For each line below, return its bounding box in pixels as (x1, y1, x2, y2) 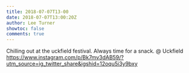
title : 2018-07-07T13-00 (6, 8, 69, 15)
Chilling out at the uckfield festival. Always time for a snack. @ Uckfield (6, 47, 184, 54)
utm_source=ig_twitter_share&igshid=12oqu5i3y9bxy (6, 60, 138, 68)
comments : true (6, 31, 45, 37)
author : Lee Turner (6, 20, 56, 26)
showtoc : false (6, 25, 45, 32)
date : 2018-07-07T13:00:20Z (6, 14, 77, 20)
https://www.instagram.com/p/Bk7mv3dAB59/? (6, 54, 124, 61)
